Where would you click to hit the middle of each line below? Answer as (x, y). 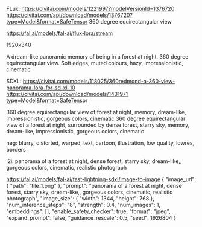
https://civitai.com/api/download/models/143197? (68, 94)
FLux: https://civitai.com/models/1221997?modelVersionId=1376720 (90, 9)
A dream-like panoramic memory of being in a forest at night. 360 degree (97, 56)
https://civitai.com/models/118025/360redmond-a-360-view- (99, 81)
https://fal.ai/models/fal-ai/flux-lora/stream (60, 33)
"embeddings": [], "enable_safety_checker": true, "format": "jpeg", (88, 211)
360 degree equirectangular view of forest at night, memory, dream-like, (96, 112)
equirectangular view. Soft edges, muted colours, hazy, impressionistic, (95, 63)
